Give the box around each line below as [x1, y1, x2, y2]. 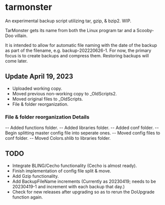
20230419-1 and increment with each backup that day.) [12, 183, 125, 189]
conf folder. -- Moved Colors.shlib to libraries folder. [5, 135, 111, 141]
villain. [14, 33, 28, 39]
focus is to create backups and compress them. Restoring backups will [5, 52, 149, 58]
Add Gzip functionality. [12, 173, 59, 179]
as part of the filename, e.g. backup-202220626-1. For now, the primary [5, 47, 152, 53]
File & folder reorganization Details [5, 113, 90, 120]
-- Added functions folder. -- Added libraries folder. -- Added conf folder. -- [5, 125, 159, 131]
